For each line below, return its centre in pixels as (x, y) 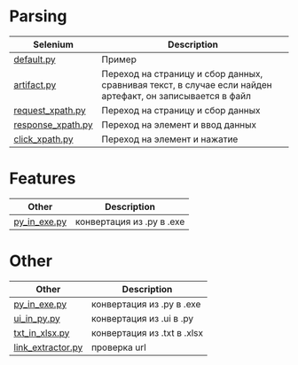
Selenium (53, 44)
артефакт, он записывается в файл (176, 96)
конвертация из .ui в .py (142, 318)
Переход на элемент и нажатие (170, 139)
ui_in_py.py (37, 318)
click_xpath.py (43, 139)
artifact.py (35, 84)
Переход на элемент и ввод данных (179, 124)
